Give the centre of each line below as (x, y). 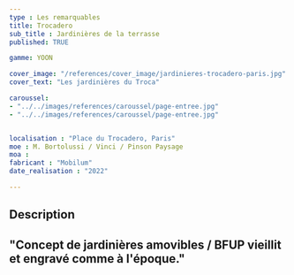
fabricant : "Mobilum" (51, 163)
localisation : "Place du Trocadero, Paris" (92, 138)
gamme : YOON (31, 58)
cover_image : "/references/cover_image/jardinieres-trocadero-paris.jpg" (148, 74)
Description (42, 214)
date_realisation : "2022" (59, 172)
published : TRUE (39, 42)
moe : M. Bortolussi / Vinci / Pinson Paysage (96, 147)
